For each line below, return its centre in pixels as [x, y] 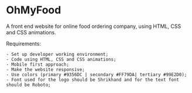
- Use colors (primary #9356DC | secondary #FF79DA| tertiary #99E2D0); [97, 74]
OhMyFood [34, 10]
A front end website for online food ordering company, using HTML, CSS [94, 26]
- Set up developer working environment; [57, 54]
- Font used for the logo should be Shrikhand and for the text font [93, 80]
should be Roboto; [28, 85]
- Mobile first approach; [37, 65]
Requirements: [23, 44]
